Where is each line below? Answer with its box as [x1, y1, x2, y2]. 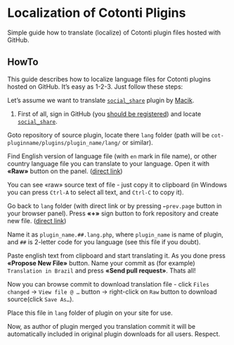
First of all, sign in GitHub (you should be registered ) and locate [17, 109, 202, 118]
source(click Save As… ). [7, 294, 74, 303]
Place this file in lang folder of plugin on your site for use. [7, 308, 174, 317]
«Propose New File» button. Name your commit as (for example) [7, 258, 195, 267]
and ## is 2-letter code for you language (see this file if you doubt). [7, 237, 201, 246]
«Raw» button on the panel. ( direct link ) [7, 167, 123, 175]
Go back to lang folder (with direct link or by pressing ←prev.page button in [7, 201, 223, 210]
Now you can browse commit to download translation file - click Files [7, 280, 209, 288]
